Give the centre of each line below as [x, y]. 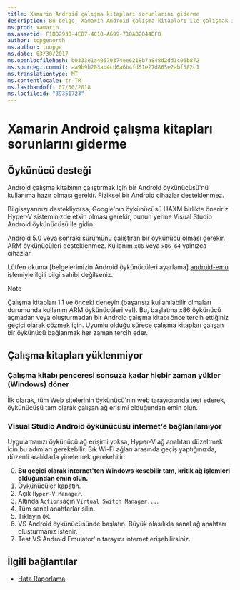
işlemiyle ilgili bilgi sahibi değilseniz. [60, 275]
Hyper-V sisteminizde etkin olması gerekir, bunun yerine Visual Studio [110, 217]
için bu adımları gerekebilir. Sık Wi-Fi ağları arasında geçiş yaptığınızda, [112, 449]
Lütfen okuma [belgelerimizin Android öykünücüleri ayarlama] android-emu [118, 267]
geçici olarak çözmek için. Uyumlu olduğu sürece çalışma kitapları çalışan [116, 325]
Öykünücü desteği [49, 170]
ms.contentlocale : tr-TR [44, 80]
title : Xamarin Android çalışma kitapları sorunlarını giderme [104, 14]
